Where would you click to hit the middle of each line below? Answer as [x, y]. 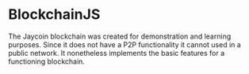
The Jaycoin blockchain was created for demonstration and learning [120, 36]
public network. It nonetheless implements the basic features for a [117, 53]
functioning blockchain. [47, 61]
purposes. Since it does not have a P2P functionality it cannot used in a [125, 44]
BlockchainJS [54, 15]
